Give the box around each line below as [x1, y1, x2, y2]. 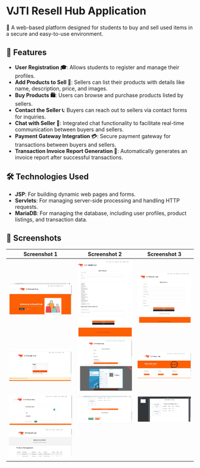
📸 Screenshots [6, 233, 62, 243]
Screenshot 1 [23, 250, 58, 257]
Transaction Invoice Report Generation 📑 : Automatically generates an [14, 147, 187, 154]
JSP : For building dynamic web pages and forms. [14, 191, 136, 198]
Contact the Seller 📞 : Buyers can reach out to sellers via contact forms [14, 106, 187, 114]
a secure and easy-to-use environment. [6, 30, 104, 37]
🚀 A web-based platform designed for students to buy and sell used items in [6, 24, 193, 31]
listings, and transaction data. [14, 216, 87, 223]
